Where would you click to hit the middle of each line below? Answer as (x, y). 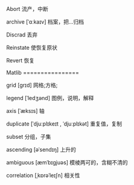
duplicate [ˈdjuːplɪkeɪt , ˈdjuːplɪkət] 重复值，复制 (64, 124)
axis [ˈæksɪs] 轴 (25, 111)
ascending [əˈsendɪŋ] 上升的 (41, 150)
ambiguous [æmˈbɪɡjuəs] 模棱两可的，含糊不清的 (67, 162)
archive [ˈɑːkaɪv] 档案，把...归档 (45, 22)
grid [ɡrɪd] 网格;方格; (32, 85)
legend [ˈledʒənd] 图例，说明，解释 (50, 98)
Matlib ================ (43, 72)
